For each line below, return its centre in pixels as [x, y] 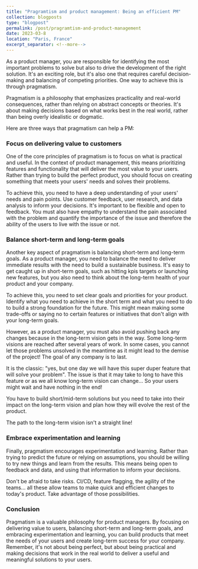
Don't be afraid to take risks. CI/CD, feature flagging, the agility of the [91, 481]
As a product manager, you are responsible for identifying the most [88, 61]
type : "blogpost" [27, 22]
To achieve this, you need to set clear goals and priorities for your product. [97, 295]
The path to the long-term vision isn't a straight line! [69, 422]
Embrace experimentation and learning [64, 438]
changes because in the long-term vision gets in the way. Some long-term [97, 338]
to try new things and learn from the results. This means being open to [92, 463]
